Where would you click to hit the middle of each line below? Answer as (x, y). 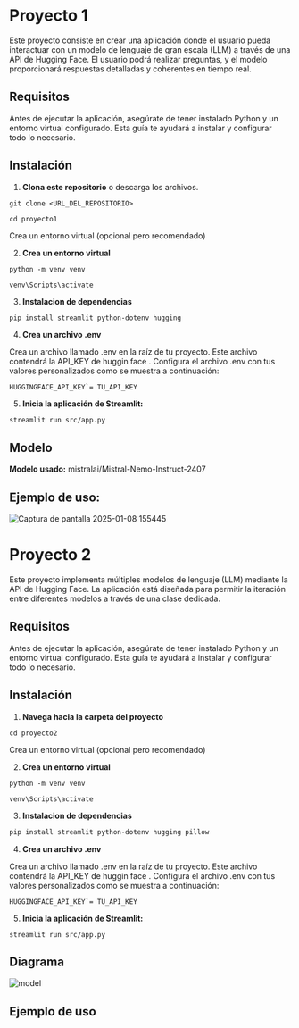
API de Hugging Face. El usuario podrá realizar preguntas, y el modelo (138, 59)
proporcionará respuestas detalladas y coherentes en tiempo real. (130, 69)
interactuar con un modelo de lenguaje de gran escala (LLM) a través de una (150, 49)
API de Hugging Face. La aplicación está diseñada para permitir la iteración (147, 589)
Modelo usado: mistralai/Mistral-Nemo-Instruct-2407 (108, 469)
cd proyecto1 (33, 219)
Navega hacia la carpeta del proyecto (92, 716)
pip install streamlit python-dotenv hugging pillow (109, 832)
